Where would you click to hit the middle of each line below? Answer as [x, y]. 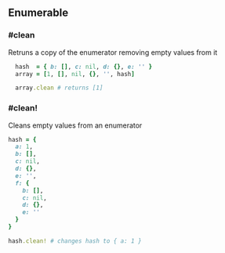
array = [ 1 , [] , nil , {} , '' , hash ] [75, 74]
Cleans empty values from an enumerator [75, 125]
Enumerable [38, 13]
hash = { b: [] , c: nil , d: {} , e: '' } [84, 67]
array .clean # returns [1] [59, 88]
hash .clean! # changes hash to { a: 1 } [75, 241]
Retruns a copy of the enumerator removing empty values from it [113, 52]
